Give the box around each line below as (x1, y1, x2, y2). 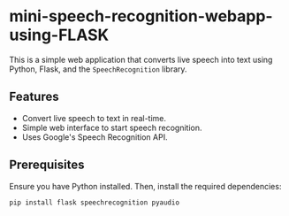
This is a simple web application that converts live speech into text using (9, 54, 273, 65)
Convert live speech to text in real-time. (21, 112, 166, 123)
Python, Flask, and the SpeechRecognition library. (9, 64, 187, 74)
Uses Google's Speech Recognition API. (21, 131, 168, 143)
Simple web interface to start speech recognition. (21, 122, 202, 133)
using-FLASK (9, 25, 110, 45)
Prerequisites (9, 158, 85, 173)
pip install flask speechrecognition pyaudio (9, 197, 179, 207)
